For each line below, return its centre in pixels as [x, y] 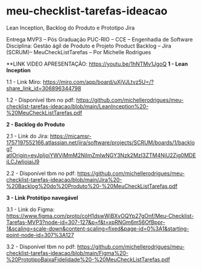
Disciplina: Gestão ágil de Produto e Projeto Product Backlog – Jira [89, 46]
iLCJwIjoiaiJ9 [23, 161]
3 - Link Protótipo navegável [42, 197]
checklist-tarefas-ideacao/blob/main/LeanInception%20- [77, 106]
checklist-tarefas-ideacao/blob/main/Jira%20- [64, 179]
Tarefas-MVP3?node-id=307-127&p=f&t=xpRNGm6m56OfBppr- [86, 222]
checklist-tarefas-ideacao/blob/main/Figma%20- [67, 253]
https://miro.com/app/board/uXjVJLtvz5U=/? [98, 82]
